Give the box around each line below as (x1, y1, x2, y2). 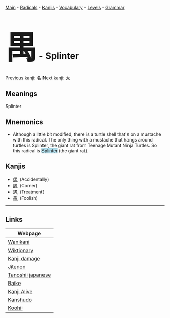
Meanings (5, 90, 38, 98)
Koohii (8, 304, 23, 311)
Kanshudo (8, 296, 32, 303)
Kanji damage (8, 255, 40, 262)
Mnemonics (5, 118, 44, 126)
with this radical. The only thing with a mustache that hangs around (12, 136, 153, 143)
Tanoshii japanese (8, 271, 51, 278)
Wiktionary (8, 247, 34, 254)
